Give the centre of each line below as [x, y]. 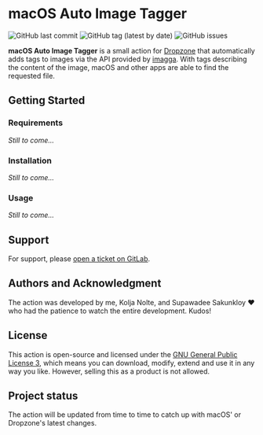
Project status [43, 396]
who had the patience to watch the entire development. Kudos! [110, 311]
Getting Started [47, 100]
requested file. [31, 76]
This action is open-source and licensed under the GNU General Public [123, 354]
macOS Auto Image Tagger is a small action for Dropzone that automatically [131, 50]
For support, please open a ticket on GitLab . [79, 259]
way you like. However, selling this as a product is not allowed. [109, 371]
